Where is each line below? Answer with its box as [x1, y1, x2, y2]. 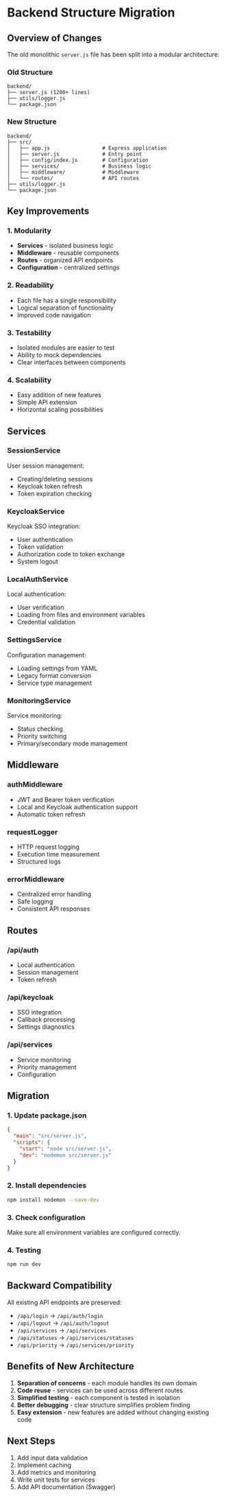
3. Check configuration [7, 1212, 86, 1222]
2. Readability [7, 280, 54, 290]
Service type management [16, 679, 92, 687]
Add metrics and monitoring [16, 1468, 97, 1476]
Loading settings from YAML [16, 664, 98, 672]
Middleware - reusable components [16, 249, 120, 257]
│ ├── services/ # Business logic [7, 163, 152, 170]
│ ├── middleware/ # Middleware [7, 168, 139, 176]
